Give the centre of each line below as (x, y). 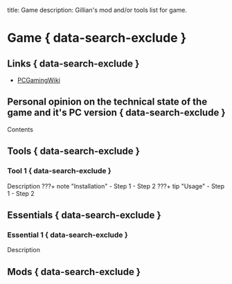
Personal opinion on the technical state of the (107, 102)
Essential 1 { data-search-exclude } (68, 235)
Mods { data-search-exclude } (74, 272)
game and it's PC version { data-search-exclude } (116, 113)
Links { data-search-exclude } (73, 63)
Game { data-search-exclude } (97, 38)
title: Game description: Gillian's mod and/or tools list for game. (97, 10)
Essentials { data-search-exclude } (84, 215)
